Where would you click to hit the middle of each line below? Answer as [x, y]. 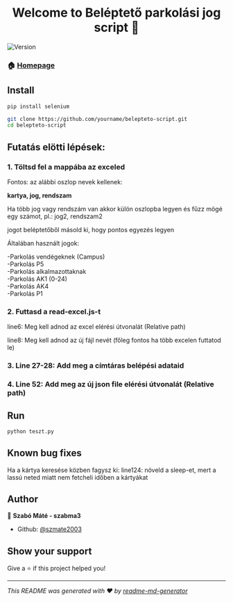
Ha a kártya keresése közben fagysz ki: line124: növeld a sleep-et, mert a [112, 470]
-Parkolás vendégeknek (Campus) [56, 257]
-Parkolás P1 [25, 293]
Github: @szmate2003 [49, 529]
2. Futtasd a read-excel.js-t [54, 311]
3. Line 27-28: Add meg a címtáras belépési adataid [96, 366]
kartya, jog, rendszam [40, 195]
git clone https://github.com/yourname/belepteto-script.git [97, 119]
